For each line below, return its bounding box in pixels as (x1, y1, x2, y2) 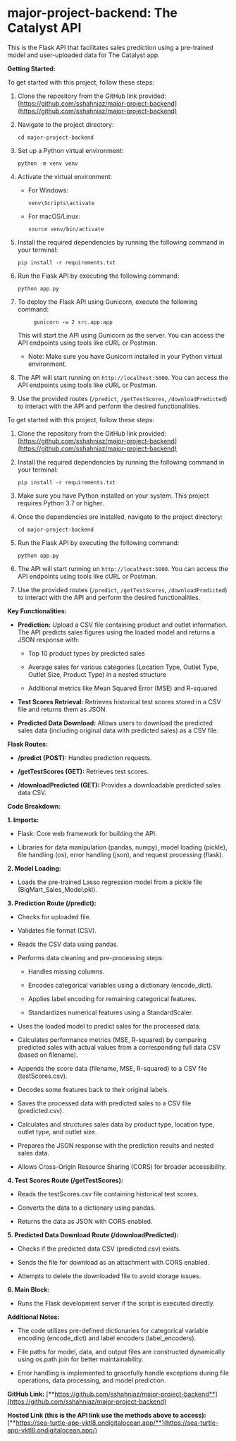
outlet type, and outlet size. (17, 1127, 97, 1136)
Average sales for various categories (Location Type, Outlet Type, (27, 663, 219, 671)
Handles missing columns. (27, 967, 105, 976)
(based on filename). (17, 1050, 78, 1059)
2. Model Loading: (7, 864, 61, 872)
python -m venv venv (17, 160, 78, 167)
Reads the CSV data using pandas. (17, 940, 118, 948)
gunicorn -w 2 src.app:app (33, 319, 113, 326)
